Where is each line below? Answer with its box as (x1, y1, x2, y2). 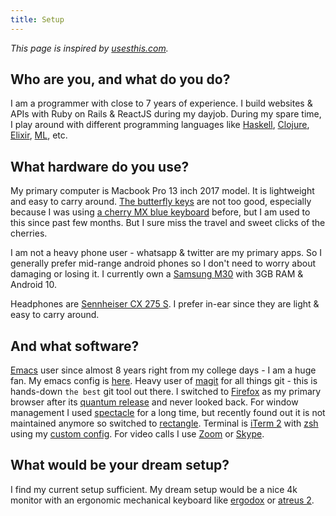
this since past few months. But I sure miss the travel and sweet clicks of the (10, 217, 326, 229)
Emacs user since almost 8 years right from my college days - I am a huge (10, 364, 317, 376)
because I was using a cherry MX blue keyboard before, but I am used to (10, 206, 311, 218)
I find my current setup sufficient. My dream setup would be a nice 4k (10, 483, 298, 495)
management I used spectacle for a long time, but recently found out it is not (10, 407, 326, 419)
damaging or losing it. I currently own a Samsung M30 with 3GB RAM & (10, 268, 304, 280)
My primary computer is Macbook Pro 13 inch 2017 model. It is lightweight (10, 185, 315, 197)
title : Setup (10, 14, 65, 25)
